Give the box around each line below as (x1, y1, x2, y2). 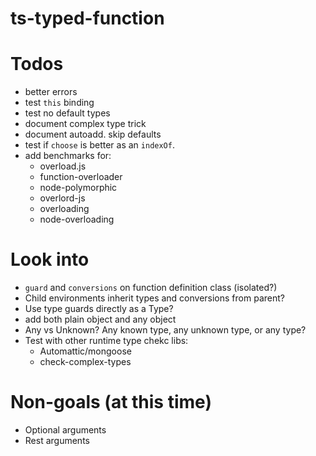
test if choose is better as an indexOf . (24, 139, 175, 151)
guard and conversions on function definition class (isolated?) (24, 282, 278, 294)
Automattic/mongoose (39, 345, 132, 357)
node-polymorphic (39, 182, 118, 194)
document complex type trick (24, 118, 147, 130)
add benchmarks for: (24, 150, 112, 162)
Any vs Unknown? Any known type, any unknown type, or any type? (24, 324, 307, 336)
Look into (10, 248, 90, 271)
